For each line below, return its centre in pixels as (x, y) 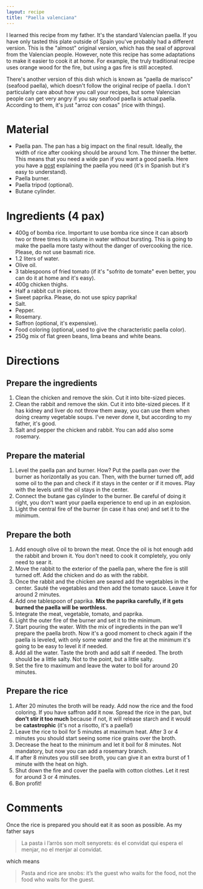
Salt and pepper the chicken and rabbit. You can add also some (94, 430)
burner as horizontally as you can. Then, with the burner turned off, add (105, 477)
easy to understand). (41, 172)
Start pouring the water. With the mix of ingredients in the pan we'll (99, 627)
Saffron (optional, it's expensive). (56, 323)
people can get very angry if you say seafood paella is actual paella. (92, 99)
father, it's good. (35, 424)
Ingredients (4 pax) (55, 216)
